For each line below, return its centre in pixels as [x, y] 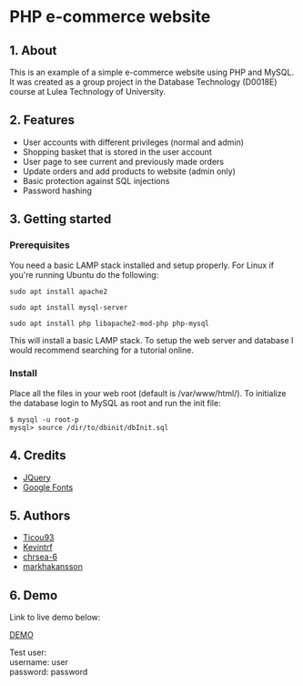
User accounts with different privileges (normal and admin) [133, 142]
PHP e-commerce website [110, 17]
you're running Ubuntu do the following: [84, 274]
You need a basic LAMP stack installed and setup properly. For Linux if [142, 265]
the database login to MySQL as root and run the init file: [115, 403]
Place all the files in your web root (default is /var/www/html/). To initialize [148, 393]
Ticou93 [38, 538]
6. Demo [34, 595]
